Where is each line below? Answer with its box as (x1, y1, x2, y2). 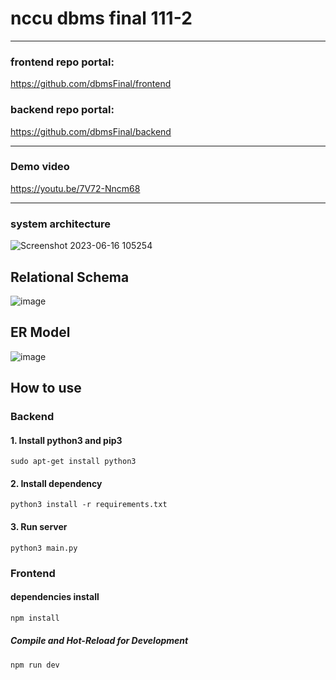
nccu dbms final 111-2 (10, 7, 193, 30)
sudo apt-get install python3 (10, 457, 137, 467)
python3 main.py (10, 543, 78, 553)
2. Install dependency (10, 477, 103, 489)
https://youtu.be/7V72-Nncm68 (10, 182, 141, 194)
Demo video (10, 160, 70, 174)
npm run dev (10, 660, 60, 670)
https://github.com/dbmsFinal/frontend (10, 78, 172, 90)
